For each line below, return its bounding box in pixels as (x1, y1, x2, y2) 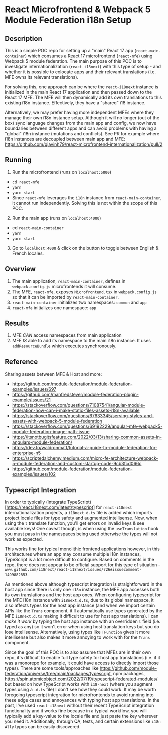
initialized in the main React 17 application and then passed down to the (5, 89, 152, 95)
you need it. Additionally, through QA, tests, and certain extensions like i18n (5, 718, 161, 724)
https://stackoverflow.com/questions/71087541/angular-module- (12, 402, 145, 408)
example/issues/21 (12, 397, 51, 403)
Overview (5, 265, 36, 273)
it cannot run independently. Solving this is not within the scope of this (12, 200, 157, 206)
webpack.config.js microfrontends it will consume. (12, 283, 117, 289)
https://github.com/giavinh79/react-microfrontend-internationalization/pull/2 (5, 141, 163, 147)
